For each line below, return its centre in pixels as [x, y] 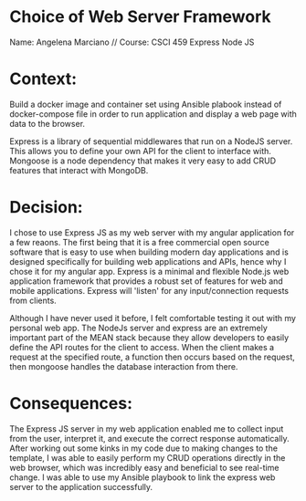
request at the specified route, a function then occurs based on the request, [152, 357]
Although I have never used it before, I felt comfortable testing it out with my [153, 318]
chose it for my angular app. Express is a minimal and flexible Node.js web [149, 271]
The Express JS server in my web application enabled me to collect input [147, 428]
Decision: [47, 208]
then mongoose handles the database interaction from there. [124, 366]
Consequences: [71, 403]
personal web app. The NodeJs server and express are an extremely [138, 328]
